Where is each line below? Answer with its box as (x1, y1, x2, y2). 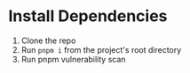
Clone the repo (20, 35, 76, 46)
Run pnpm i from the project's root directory (20, 44, 182, 55)
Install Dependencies (8, 6, 168, 26)
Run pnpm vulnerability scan (20, 54, 126, 64)
